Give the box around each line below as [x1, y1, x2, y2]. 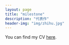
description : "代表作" [5, 16, 49, 21]
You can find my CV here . [5, 34, 57, 40]
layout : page [5, 7, 32, 12]
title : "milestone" [5, 12, 45, 17]
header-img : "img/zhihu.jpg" [5, 21, 65, 26]
